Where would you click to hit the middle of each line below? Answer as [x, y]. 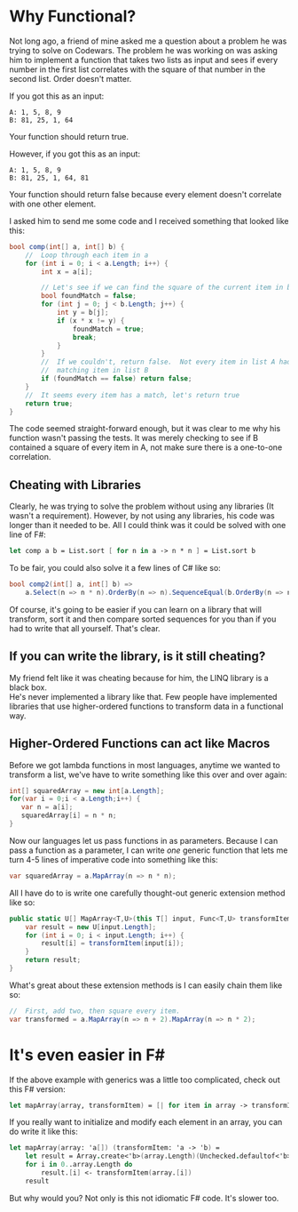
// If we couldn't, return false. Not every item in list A [158, 362]
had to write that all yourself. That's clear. [85, 628]
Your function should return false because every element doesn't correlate [145, 194]
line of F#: [27, 534]
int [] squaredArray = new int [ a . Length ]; [87, 791]
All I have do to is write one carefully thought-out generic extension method [147, 893]
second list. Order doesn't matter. [71, 78]
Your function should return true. [69, 136]
